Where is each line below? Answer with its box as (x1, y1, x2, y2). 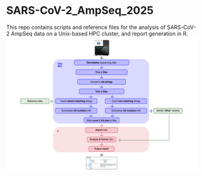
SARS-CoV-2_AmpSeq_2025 (6, 4, 154, 17)
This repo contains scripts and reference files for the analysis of (6, 24, 166, 31)
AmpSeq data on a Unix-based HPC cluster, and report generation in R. (11, 30, 189, 37)
